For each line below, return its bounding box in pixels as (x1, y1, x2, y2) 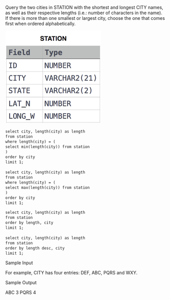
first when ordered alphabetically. (5, 20, 76, 27)
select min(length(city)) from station (5, 144, 90, 149)
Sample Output (5, 280, 37, 285)
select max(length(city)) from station (5, 185, 90, 190)
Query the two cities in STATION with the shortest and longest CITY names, (5, 5, 164, 10)
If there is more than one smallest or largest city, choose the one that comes (5, 15, 165, 21)
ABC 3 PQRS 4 (5, 289, 37, 295)
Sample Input (5, 260, 33, 266)
